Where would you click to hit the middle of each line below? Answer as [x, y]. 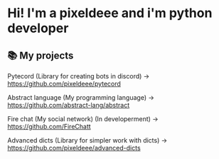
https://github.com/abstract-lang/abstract [69, 105]
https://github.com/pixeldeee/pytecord [64, 84]
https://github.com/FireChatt [49, 127]
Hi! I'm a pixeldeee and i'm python [110, 13]
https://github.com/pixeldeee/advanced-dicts [74, 148]
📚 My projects [41, 55]
